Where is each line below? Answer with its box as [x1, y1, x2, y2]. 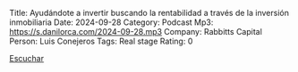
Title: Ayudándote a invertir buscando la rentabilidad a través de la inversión [9, 8, 289, 18]
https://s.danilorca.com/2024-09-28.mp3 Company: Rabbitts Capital [9, 27, 262, 36]
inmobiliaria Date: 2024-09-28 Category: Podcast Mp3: [9, 17, 214, 28]
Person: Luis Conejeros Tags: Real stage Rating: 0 [9, 36, 193, 46]
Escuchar [9, 53, 45, 63]
